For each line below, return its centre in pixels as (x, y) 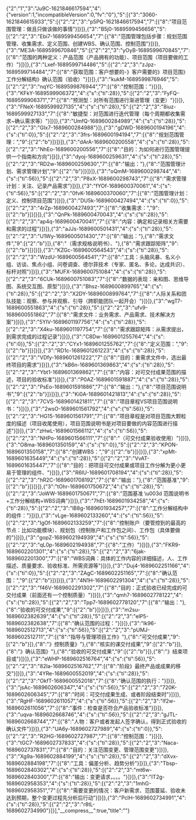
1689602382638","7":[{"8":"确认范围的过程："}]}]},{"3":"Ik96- (81, 623)
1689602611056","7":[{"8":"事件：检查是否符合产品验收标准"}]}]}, (85, 708)
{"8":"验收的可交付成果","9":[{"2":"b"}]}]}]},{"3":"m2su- (73, 610)
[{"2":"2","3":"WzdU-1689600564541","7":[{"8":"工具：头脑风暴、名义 (91, 257)
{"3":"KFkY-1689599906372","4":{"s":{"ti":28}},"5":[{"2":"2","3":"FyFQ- (93, 93)
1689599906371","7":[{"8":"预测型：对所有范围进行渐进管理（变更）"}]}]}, (95, 100)
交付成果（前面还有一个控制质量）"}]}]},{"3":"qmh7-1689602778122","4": (94, 595)
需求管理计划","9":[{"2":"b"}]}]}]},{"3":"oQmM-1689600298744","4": (99, 171)
